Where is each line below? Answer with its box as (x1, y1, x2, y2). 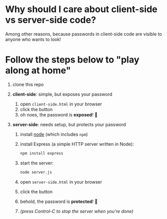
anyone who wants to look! (5, 36, 62, 42)
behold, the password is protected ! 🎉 (20, 198, 98, 204)
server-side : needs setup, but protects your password (12, 121, 126, 127)
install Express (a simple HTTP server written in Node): (20, 141, 134, 147)
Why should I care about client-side (5, 4, 158, 15)
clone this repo (12, 81, 44, 87)
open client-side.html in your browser (20, 101, 102, 107)
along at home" (5, 65, 71, 76)
